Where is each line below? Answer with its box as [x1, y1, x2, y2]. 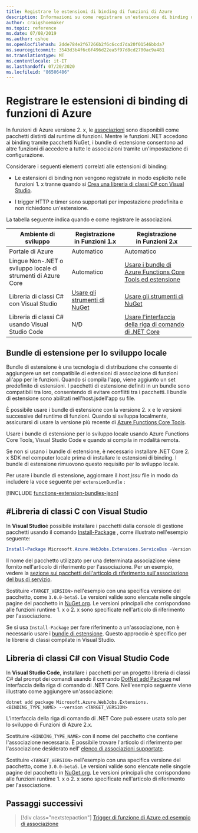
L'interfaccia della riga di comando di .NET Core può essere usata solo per [6, 714, 187, 722]
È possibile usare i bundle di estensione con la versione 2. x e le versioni [6, 406, 181, 413]
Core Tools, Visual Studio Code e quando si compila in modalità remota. [6, 437, 180, 443]
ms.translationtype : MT [6, 53, 65, 58]
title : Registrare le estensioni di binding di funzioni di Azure [6, 8, 173, 15]
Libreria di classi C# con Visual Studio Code [6, 653, 170, 664]
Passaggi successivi [6, 798, 84, 808]
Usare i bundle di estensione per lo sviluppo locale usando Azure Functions [6, 430, 189, 437]
